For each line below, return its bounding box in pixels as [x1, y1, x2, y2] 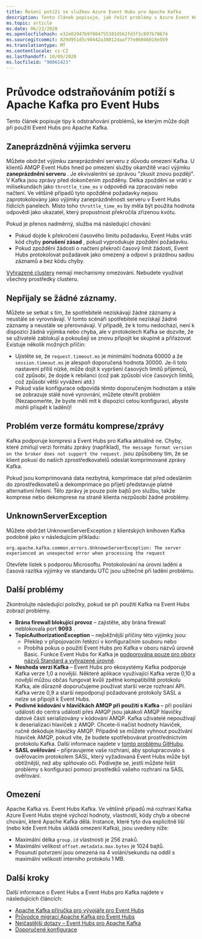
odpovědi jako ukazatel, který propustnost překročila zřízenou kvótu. [6, 209, 176, 216]
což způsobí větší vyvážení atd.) [14, 378, 95, 386]
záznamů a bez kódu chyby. [14, 257, 85, 265]
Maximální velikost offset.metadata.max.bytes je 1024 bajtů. [14, 843, 164, 850]
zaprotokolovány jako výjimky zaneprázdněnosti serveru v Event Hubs [6, 196, 180, 203]
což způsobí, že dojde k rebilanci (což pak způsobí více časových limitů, [14, 372, 194, 379]
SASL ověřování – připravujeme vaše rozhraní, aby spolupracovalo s [14, 747, 185, 754]
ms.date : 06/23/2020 [6, 25, 58, 32]
